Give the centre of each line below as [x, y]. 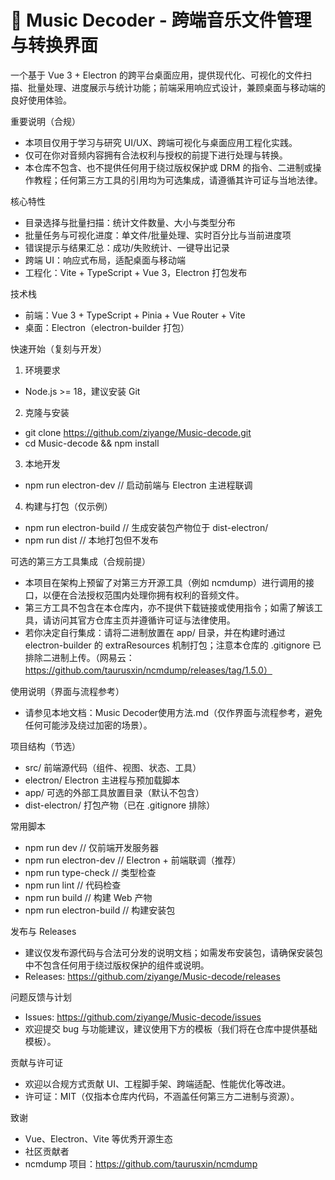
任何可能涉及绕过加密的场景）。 [88, 725]
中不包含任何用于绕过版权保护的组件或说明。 [117, 965]
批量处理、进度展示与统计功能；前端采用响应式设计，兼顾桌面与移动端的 [176, 87]
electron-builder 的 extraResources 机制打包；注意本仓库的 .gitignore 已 [173, 645]
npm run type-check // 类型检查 [90, 872]
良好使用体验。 [41, 100]
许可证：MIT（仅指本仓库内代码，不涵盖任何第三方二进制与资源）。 [162, 1096]
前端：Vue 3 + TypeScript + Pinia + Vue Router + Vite [135, 315]
